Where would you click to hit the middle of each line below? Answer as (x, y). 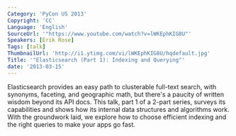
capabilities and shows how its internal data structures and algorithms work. (118, 109)
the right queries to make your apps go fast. (72, 124)
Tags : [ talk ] (27, 47)
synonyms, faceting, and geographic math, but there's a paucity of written (116, 94)
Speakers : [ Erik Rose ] (41, 40)
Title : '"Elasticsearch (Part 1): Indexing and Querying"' (96, 60)
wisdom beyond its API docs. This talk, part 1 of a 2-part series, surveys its (117, 102)
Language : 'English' (38, 27)
